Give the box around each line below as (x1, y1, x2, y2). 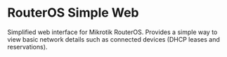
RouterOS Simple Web (7, 5, 139, 21)
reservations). (7, 42, 48, 51)
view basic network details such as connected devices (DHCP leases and (7, 35, 220, 43)
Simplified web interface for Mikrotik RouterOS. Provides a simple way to (7, 28, 218, 36)
